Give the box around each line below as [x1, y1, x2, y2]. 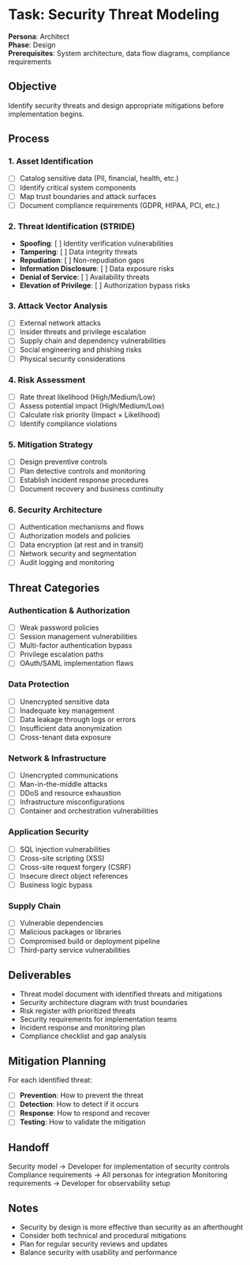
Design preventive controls [19, 457, 108, 467]
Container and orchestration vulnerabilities [19, 806, 159, 815]
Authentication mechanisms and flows [19, 521, 144, 531]
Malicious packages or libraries [19, 927, 122, 937]
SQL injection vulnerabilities [19, 844, 110, 854]
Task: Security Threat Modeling [8, 6, 220, 24]
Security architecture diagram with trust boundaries [19, 998, 188, 1007]
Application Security [8, 826, 89, 838]
